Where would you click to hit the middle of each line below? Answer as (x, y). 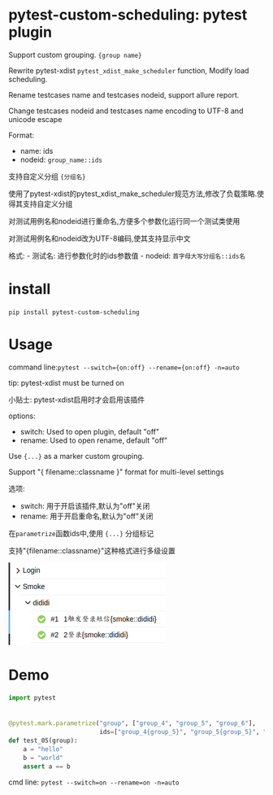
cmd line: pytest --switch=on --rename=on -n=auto (94, 782)
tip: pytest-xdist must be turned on (66, 382)
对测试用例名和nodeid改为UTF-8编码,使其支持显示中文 (100, 238)
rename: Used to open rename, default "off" (94, 440)
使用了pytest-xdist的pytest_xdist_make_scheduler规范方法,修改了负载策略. (133, 194)
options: (22, 416)
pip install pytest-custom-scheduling (74, 312)
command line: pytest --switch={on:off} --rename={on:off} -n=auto (124, 367)
